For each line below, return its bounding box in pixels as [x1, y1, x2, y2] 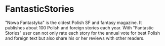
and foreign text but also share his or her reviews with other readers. [5, 35, 145, 41]
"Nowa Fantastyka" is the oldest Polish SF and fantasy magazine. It [5, 20, 142, 25]
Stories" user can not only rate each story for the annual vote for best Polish [5, 30, 161, 36]
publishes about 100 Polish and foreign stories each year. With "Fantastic [5, 24, 154, 30]
